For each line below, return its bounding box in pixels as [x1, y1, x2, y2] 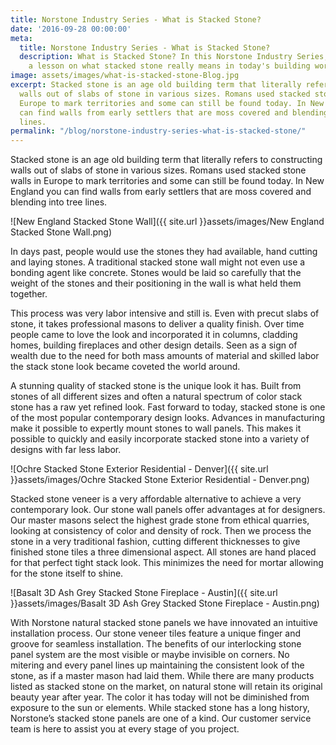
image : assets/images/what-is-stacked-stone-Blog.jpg [10, 71, 240, 81]
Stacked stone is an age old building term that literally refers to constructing [10, 154, 323, 166]
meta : [10, 33, 33, 43]
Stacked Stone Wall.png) [10, 226, 113, 238]
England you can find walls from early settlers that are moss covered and [10, 186, 312, 198]
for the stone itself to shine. [10, 567, 124, 580]
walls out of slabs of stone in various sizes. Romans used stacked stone [10, 164, 307, 176]
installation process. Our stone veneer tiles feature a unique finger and [10, 627, 302, 640]
